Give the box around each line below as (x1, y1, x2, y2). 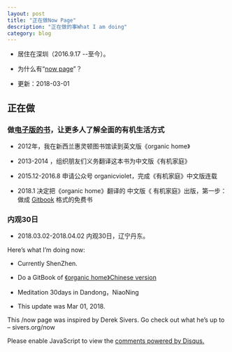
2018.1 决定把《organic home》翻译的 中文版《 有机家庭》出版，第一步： (17, 186, 227, 195)
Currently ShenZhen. (17, 260, 78, 268)
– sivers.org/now (7, 323, 56, 332)
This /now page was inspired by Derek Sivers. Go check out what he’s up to (7, 316, 225, 324)
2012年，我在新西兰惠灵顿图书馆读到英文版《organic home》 (17, 141, 191, 150)
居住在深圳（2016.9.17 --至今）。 (17, 50, 110, 58)
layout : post (7, 10, 45, 17)
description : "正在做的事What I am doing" (7, 23, 128, 30)
